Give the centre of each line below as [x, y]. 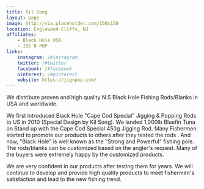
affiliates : [21, 35]
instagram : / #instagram [48, 57]
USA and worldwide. [32, 104]
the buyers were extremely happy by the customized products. [85, 155]
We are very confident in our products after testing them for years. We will [100, 166]
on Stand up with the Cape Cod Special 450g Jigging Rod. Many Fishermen [101, 129]
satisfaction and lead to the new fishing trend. [64, 179]
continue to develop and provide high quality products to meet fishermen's [100, 173]
